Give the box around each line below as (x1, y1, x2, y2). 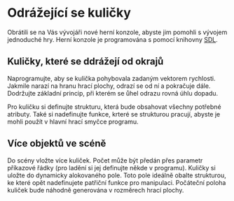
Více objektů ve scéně (7, 137, 106, 149)
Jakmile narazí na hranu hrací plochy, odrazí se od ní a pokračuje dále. (7, 82, 211, 90)
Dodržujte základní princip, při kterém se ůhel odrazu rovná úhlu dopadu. (7, 89, 219, 97)
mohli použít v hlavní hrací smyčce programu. (7, 117, 139, 126)
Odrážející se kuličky (7, 5, 132, 21)
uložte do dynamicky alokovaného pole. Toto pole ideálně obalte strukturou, (7, 171, 226, 179)
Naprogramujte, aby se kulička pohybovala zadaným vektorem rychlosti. (7, 74, 216, 82)
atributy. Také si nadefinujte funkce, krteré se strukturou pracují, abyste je (7, 110, 221, 118)
